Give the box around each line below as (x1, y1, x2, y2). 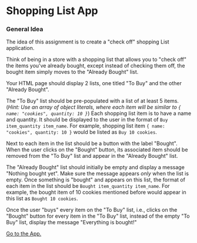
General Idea (6, 25, 44, 33)
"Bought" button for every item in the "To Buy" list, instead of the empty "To (6, 212, 190, 220)
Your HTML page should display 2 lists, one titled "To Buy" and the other (6, 80, 182, 87)
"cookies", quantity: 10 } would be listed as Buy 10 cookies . (6, 129, 158, 136)
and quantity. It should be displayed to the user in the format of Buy (6, 116, 168, 123)
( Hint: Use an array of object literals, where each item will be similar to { (6, 104, 181, 111)
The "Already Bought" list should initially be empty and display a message (6, 164, 185, 171)
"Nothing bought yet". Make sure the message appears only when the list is (6, 170, 189, 177)
